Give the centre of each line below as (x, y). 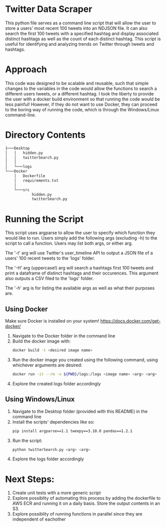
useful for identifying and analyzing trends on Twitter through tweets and (80, 44)
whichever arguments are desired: (47, 365)
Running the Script (44, 219)
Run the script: (27, 440)
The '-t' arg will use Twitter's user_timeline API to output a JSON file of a (79, 253)
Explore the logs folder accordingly (48, 459)
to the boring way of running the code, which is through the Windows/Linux (82, 109)
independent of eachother (39, 519)
